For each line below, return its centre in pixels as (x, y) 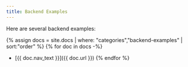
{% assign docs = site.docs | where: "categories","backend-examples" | (94, 40)
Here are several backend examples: (51, 28)
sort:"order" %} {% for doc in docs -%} (54, 46)
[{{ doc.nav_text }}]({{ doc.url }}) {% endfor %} (72, 58)
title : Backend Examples (37, 12)
